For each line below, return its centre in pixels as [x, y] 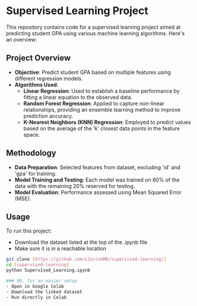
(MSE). [23, 199]
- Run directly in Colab [36, 297]
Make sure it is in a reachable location [60, 248]
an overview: [22, 39]
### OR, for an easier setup [42, 281]
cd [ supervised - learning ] [38, 265]
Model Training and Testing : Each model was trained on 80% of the [97, 180]
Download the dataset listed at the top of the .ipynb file [81, 243]
